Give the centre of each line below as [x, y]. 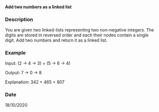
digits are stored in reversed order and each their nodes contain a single [77, 35]
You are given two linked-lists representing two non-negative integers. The [79, 30]
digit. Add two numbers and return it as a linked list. [56, 40]
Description [19, 19]
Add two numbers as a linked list [38, 7]
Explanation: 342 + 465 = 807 [35, 82]
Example [15, 52]
